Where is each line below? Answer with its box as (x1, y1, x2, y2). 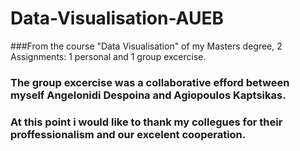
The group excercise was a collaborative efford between (10, 75, 290, 89)
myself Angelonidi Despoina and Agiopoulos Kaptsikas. (10, 88, 287, 102)
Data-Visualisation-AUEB (10, 7, 224, 30)
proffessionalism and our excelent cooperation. (10, 127, 247, 141)
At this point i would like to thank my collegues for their (10, 115, 283, 129)
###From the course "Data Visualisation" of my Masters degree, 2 (10, 40, 283, 52)
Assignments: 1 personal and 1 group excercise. (10, 50, 207, 62)
